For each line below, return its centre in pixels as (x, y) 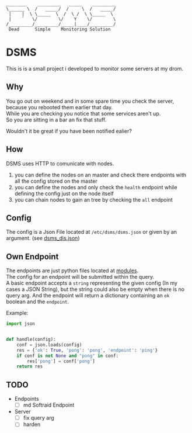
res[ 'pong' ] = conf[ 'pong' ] (61, 361)
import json (20, 324)
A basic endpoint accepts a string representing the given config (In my (92, 283)
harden (32, 424)
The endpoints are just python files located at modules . (72, 271)
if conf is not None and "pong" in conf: (67, 356)
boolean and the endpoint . (38, 302)
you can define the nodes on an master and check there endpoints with (100, 175)
